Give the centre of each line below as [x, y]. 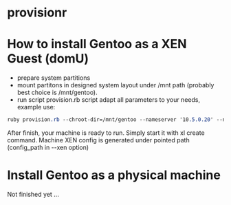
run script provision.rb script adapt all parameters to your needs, [109, 100]
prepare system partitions [54, 78]
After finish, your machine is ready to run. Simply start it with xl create [106, 133]
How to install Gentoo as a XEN [97, 44]
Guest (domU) [48, 59]
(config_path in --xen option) [48, 147]
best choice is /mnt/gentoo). [57, 93]
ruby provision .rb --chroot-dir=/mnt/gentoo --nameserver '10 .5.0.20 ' [110, 120]
